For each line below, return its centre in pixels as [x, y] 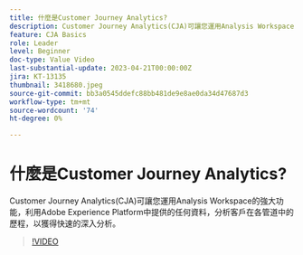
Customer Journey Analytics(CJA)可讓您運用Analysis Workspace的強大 [142, 201]
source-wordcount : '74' [54, 110]
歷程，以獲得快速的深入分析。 [65, 223]
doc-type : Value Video [52, 60]
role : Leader [34, 43]
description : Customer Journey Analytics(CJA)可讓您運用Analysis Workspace [152, 26]
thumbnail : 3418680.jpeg [56, 85]
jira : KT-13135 [38, 77]
